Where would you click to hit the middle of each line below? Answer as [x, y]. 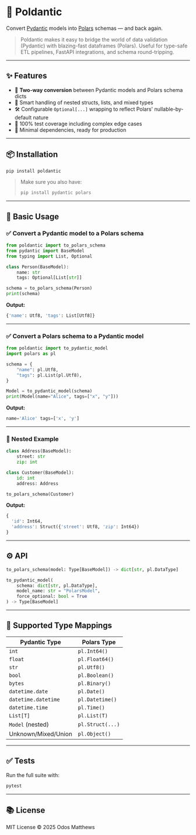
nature [41, 117]
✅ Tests [20, 761]
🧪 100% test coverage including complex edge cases [78, 124]
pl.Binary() [94, 683]
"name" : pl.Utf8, [38, 369]
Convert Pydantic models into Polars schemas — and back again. [85, 28]
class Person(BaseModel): [37, 267]
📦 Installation [32, 155]
